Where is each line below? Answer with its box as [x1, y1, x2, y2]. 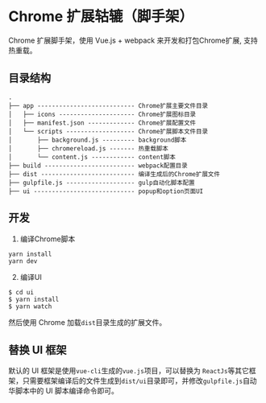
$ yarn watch [8, 302, 52, 310]
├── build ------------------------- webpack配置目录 [8, 162, 188, 170]
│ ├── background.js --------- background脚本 [8, 136, 187, 144]
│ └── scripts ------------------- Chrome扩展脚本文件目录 [8, 127, 208, 135]
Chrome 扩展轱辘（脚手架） [8, 7, 193, 26]
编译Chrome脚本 [19, 234, 76, 244]
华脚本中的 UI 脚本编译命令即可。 [8, 386, 119, 396]
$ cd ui [8, 288, 35, 296]
